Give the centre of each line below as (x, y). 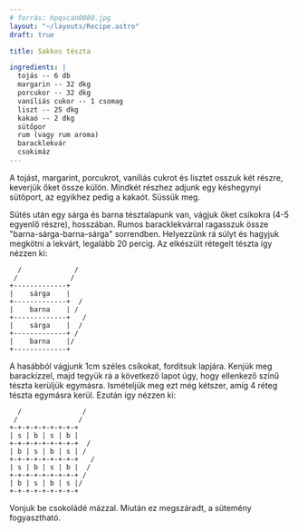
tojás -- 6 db (44, 76)
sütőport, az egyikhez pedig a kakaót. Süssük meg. (105, 197)
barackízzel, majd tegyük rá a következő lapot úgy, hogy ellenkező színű (144, 375)
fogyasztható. (35, 517)
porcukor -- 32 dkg (54, 93)
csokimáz (34, 152)
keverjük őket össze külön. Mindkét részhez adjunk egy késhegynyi (135, 187)
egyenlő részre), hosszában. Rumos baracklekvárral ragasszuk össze (139, 224)
